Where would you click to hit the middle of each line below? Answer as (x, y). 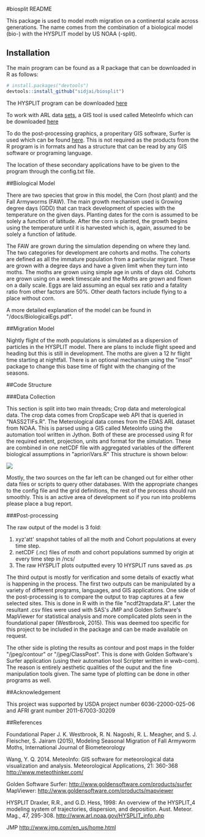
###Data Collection (31, 396)
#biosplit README (29, 9)
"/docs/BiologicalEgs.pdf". (40, 316)
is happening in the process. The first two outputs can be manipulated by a (101, 583)
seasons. (18, 373)
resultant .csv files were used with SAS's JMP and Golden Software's (94, 610)
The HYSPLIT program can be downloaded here (67, 103)
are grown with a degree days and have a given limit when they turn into (97, 266)
